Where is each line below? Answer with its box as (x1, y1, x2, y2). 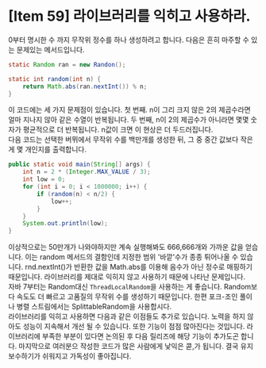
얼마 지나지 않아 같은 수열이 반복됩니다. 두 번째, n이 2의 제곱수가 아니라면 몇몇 (8, 115, 249, 125)
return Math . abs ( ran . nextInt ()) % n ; (22, 82, 148, 90)
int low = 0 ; (22, 175, 66, 183)
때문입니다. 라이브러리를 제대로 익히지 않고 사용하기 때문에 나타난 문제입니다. (8, 272, 246, 282)
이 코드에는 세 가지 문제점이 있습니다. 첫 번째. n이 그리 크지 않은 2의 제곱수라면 (8, 105, 252, 115)
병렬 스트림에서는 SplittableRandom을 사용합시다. (16, 302, 172, 312)
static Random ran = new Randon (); (8, 60, 126, 68)
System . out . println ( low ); (22, 220, 109, 228)
